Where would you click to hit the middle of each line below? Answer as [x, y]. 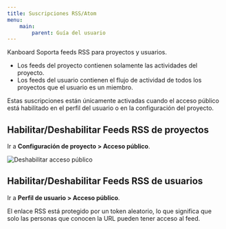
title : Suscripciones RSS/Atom [52, 13]
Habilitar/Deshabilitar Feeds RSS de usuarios [105, 181]
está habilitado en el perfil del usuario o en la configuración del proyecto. [111, 108]
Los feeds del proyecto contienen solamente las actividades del [107, 65]
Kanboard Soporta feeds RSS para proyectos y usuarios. [87, 52]
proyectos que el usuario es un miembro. [75, 87]
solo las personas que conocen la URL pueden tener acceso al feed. [104, 218]
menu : [15, 20]
